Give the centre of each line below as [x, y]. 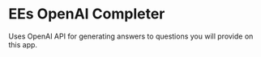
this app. [23, 44]
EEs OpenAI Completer [87, 14]
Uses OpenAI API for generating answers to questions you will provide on [131, 36]
